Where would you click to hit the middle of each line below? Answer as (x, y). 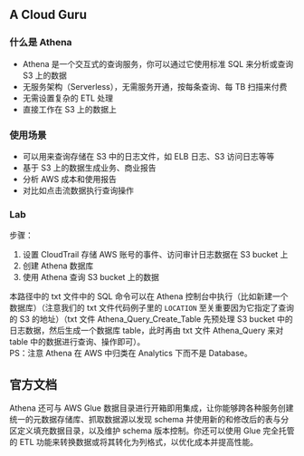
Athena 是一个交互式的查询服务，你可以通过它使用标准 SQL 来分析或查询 (158, 63)
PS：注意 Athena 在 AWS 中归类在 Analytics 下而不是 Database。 (131, 354)
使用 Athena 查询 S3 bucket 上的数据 (91, 277)
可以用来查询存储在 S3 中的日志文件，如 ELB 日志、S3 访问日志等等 (148, 156)
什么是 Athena (41, 43)
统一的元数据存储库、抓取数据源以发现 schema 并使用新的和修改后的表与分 (149, 420)
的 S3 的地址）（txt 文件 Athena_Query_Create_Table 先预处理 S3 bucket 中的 (152, 319)
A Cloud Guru (48, 15)
